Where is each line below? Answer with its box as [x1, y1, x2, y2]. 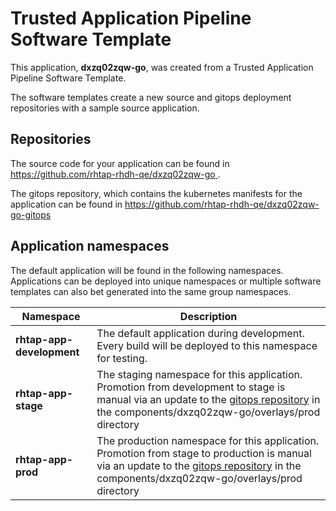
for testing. [96, 351, 148, 365]
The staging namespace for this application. [96, 367, 303, 381]
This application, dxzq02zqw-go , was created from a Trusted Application [10, 61, 314, 73]
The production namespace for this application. [96, 433, 320, 447]
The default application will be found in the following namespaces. [10, 264, 284, 276]
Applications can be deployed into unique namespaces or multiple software [10, 275, 322, 287]
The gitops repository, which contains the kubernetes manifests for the [10, 187, 303, 199]
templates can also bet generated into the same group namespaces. [10, 285, 292, 297]
